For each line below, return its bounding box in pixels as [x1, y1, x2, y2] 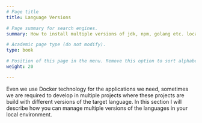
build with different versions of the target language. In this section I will [6, 98, 182, 105]
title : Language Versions [6, 14, 71, 20]
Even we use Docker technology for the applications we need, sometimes [6, 85, 188, 92]
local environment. [6, 110, 52, 118]
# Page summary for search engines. [6, 25, 98, 31]
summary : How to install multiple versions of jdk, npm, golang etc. [6, 31, 185, 37]
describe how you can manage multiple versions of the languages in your [6, 104, 188, 112]
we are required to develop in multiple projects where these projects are [6, 91, 185, 99]
